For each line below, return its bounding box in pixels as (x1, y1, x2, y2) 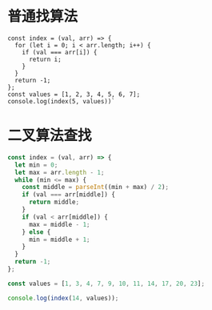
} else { (22, 227, 51, 236)
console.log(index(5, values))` (7, 97, 115, 105)
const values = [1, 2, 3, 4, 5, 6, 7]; (7, 90, 141, 99)
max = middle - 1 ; (28, 220, 90, 228)
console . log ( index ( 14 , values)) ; (7, 294, 119, 302)
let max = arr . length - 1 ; (14, 168, 105, 176)
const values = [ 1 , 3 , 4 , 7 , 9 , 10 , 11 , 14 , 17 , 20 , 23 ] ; (7, 280, 206, 288)
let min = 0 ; (14, 161, 58, 169)
